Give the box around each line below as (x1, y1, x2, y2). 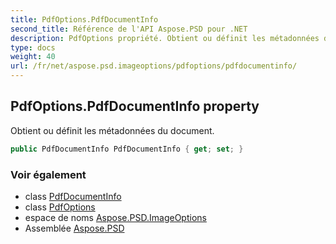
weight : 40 (10, 52, 56, 62)
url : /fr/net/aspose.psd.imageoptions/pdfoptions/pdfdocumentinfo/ (10, 61, 298, 71)
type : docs (10, 42, 56, 53)
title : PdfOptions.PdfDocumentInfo (10, 14, 159, 25)
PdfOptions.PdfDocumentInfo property (10, 98, 260, 115)
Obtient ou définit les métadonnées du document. (10, 124, 215, 136)
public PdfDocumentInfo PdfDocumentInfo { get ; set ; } (10, 144, 244, 154)
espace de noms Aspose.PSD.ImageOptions (24, 211, 207, 223)
